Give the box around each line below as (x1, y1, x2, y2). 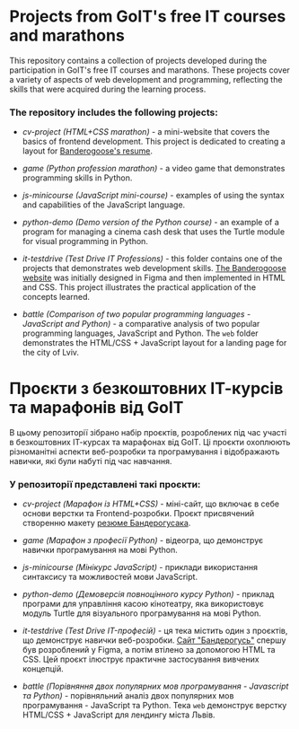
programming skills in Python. (22, 172, 133, 183)
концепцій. (22, 663, 65, 674)
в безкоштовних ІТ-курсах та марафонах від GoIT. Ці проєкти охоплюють (9, 437, 291, 448)
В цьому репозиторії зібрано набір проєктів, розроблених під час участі (9, 427, 287, 438)
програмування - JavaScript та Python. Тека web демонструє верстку (22, 700, 287, 711)
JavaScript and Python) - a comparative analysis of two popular (22, 319, 260, 329)
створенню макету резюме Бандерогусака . (22, 518, 191, 529)
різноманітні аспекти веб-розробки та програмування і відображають (9, 446, 280, 457)
